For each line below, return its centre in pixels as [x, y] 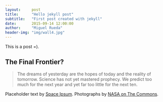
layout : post [23, 10]
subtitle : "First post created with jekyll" [54, 19]
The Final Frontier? [34, 62]
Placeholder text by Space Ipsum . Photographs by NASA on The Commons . [82, 94]
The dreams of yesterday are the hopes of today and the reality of [84, 74]
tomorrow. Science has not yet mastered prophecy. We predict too [84, 79]
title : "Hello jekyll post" [39, 14]
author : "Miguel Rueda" [34, 28]
